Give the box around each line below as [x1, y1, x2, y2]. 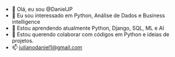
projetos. [11, 37, 34, 44]
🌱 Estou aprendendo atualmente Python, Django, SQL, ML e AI [11, 24, 164, 31]
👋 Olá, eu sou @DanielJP [11, 6, 73, 12]
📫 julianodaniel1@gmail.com [11, 44, 82, 50]
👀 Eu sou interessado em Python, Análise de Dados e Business [11, 12, 165, 19]
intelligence [11, 18, 40, 25]
